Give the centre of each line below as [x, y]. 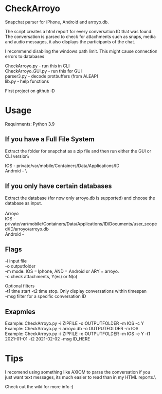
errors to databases [25, 56]
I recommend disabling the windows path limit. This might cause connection [81, 51]
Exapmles [20, 311]
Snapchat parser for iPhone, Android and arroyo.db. [57, 22]
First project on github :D [30, 91]
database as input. [24, 203]
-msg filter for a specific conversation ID [45, 296]
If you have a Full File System [50, 139]
